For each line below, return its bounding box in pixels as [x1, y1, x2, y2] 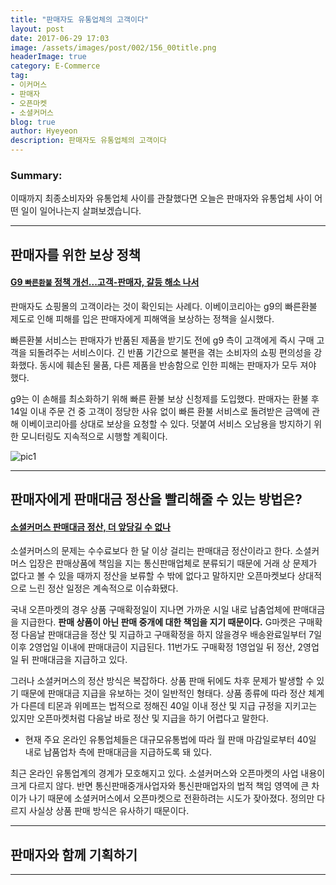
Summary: [10, 168, 63, 182]
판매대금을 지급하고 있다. [31, 654, 128, 666]
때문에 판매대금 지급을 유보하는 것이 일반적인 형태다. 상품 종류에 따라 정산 [20, 687, 307, 700]
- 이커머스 [10, 80, 48, 90]
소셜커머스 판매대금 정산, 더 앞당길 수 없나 [10, 521, 171, 533]
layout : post [10, 24, 65, 34]
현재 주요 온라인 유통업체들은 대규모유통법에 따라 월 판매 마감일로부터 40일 [24, 734, 317, 746]
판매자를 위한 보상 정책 [10, 246, 142, 263]
